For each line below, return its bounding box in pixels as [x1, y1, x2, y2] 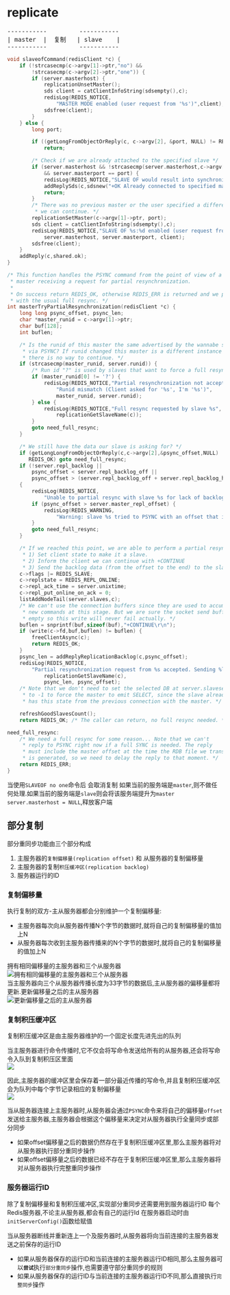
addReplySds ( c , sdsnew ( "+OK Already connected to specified [43, 183, 216, 189]
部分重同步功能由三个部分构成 [7, 839, 91, 848]
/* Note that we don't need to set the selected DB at [19, 685, 179, 692]
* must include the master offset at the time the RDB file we [22, 748, 207, 756]
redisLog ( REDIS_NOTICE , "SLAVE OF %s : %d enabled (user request [31, 227, 213, 234]
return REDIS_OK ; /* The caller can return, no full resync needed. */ [19, 716, 228, 723]
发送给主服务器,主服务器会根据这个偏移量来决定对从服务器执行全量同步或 [7, 1115, 214, 1123]
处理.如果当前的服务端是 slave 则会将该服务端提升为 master [12, 789, 175, 797]
